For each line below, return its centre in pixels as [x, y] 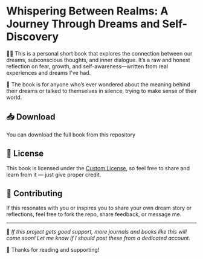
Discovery [33, 37]
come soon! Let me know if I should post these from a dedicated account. [98, 238]
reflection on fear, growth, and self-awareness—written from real [87, 66]
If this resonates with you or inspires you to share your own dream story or [99, 208]
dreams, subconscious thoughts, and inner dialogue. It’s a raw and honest [98, 60]
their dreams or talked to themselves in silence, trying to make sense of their [102, 91]
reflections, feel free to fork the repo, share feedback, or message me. [94, 214]
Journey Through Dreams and [83, 24]
